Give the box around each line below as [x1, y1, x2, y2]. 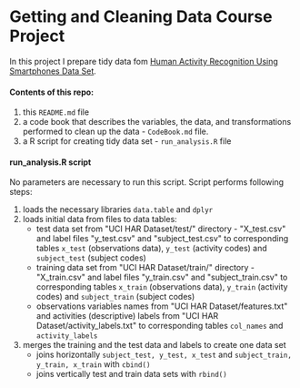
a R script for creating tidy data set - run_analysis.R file [22, 136, 232, 147]
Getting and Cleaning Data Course [9, 6, 273, 27]
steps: [9, 187, 33, 198]
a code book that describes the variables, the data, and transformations [22, 117, 292, 128]
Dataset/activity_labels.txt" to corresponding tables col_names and [35, 321, 284, 332]
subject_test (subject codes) [35, 252, 147, 263]
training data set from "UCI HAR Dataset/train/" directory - [35, 262, 255, 273]
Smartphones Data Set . [9, 66, 97, 77]
